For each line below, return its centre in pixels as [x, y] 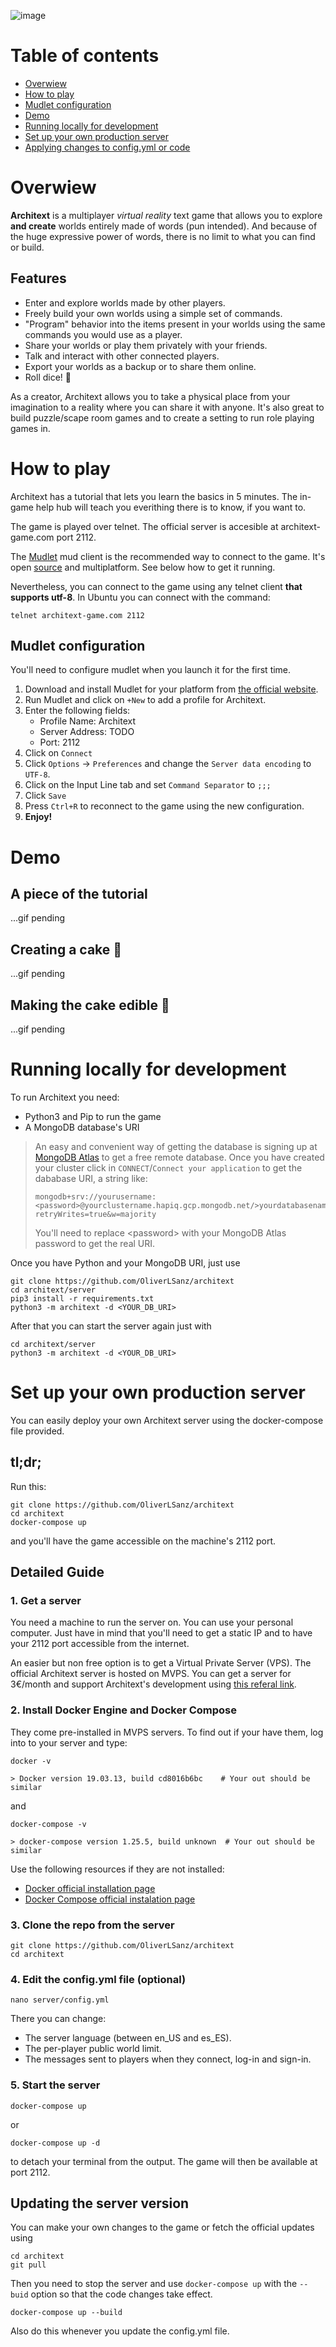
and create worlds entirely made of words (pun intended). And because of [164, 226]
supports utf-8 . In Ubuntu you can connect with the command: [140, 597]
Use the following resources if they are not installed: [117, 1869]
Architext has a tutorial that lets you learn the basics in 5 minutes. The [154, 496]
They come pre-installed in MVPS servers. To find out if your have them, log [167, 1732]
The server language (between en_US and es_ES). [128, 2038]
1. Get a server [46, 1601]
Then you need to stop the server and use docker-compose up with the [154, 2284]
